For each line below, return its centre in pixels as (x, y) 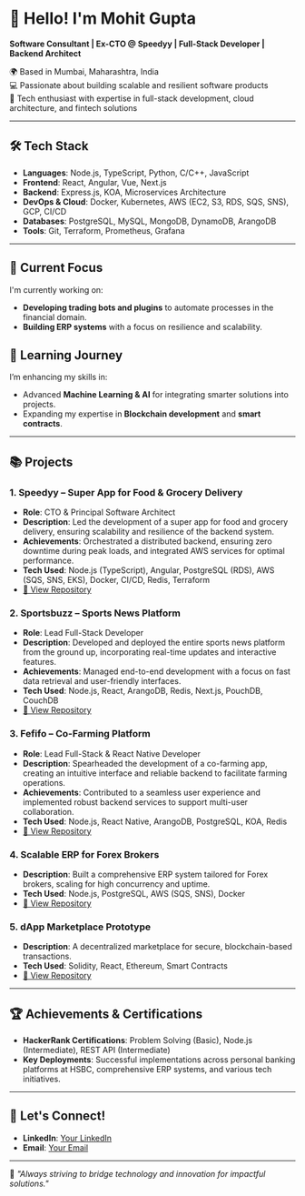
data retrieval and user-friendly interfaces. (102, 681)
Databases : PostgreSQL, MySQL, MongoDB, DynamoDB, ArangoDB (149, 221)
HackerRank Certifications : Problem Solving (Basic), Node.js (137, 1040)
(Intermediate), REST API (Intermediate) (96, 1050)
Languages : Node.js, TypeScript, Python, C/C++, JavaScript (136, 173)
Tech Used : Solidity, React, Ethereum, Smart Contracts (125, 966)
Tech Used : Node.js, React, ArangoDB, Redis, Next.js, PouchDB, (143, 691)
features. (39, 662)
